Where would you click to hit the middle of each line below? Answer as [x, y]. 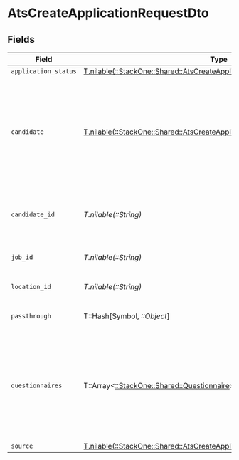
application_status [44, 72]
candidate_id [33, 215]
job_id [22, 257]
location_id [31, 287]
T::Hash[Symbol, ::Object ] [127, 316]
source [22, 446]
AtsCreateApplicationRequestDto [108, 13]
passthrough [31, 316]
